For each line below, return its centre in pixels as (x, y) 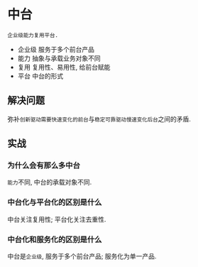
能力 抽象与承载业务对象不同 (59, 58)
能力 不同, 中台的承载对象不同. (50, 182)
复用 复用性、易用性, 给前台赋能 (64, 67)
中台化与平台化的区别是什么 (55, 202)
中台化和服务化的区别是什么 (55, 239)
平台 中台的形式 (40, 76)
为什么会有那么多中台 (44, 165)
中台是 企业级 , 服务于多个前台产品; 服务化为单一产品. (82, 256)
